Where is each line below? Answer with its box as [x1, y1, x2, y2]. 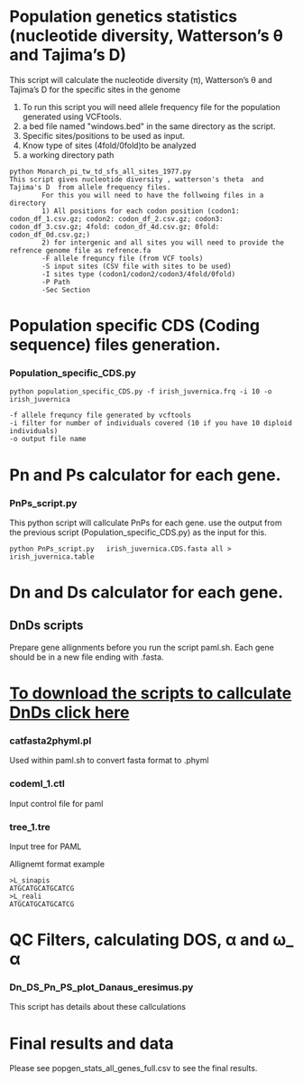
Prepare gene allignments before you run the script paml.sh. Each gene [9, 642, 275, 652]
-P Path [41, 277, 70, 286]
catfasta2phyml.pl [9, 735, 92, 747]
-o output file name [9, 435, 87, 444]
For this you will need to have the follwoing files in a [41, 190, 264, 199]
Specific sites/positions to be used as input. [22, 130, 186, 141]
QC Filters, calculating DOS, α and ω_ [9, 929, 294, 950]
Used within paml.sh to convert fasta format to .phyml [9, 755, 209, 766]
